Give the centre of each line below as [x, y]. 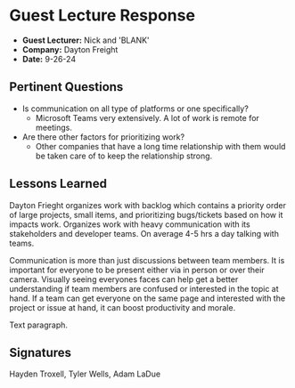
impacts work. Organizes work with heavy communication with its [130, 224]
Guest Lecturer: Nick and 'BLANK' [86, 40]
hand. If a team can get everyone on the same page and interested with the [147, 298]
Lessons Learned [58, 184]
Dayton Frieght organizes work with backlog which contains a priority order [148, 205]
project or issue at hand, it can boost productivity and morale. [123, 307]
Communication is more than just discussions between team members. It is [147, 260]
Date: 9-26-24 [49, 59]
